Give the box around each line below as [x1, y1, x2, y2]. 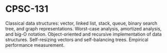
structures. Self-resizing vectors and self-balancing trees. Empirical [5, 37, 149, 43]
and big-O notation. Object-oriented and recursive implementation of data [5, 31, 162, 37]
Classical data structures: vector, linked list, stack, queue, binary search [5, 20, 158, 26]
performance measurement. [5, 42, 65, 48]
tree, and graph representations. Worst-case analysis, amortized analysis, [5, 25, 162, 31]
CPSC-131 [5, 3, 49, 15]
